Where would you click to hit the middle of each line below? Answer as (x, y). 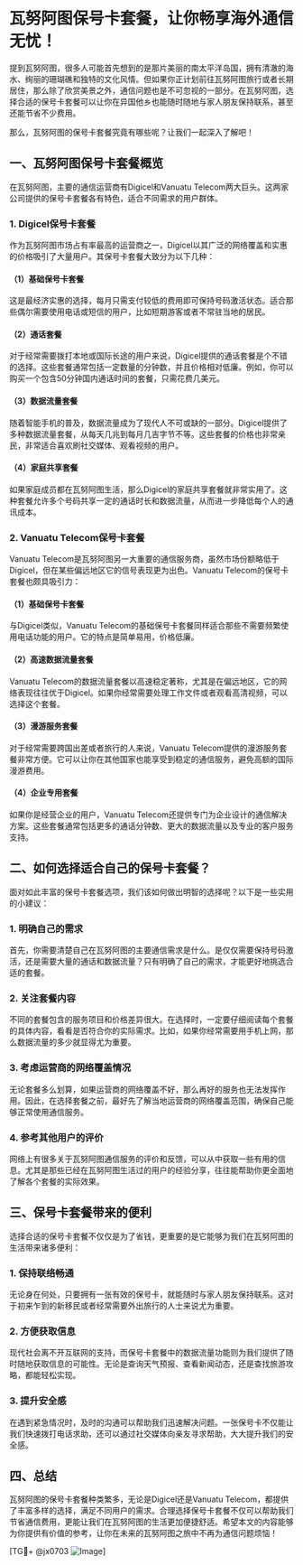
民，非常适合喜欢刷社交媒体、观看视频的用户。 (96, 445)
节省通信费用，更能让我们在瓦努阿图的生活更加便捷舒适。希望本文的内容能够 (151, 1522)
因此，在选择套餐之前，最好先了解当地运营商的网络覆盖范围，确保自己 (155, 1100)
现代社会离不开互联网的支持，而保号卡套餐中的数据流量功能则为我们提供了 (147, 1353)
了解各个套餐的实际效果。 (57, 1181)
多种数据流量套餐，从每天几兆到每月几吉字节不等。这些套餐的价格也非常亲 (147, 433)
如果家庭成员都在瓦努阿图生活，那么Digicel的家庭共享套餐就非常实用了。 (145, 489)
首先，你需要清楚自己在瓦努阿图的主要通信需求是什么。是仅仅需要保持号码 (147, 950)
